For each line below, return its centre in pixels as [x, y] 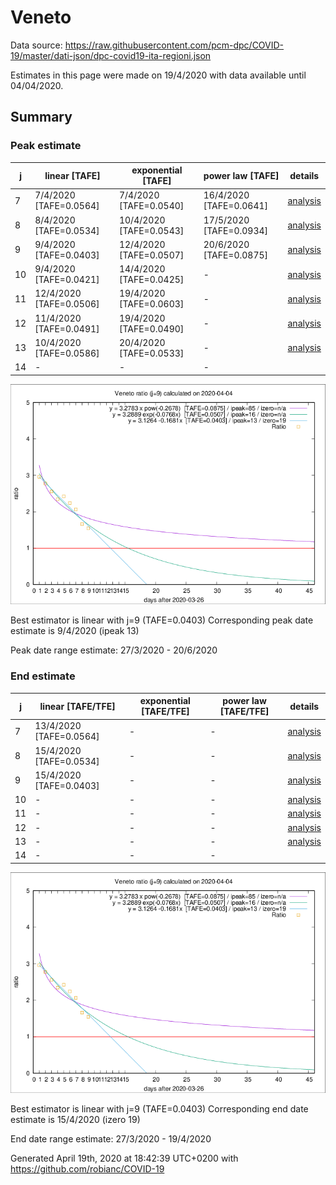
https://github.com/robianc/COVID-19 [87, 1168]
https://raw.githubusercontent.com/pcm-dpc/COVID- [174, 45]
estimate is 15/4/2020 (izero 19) [75, 1119]
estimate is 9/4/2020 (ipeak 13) [75, 631]
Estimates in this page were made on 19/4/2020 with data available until [158, 75]
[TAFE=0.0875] [236, 255]
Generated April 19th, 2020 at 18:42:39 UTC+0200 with [124, 1158]
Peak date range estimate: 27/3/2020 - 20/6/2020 [114, 650]
